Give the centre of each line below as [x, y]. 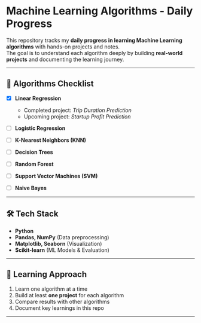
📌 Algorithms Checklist [50, 84]
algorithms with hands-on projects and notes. [63, 47]
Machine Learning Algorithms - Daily [100, 11]
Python [24, 231]
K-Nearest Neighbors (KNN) [51, 140]
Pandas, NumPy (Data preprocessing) [62, 237]
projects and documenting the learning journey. [65, 59]
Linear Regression [38, 98]
